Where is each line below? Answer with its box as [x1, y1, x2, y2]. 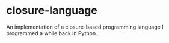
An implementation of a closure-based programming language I [6, 23, 164, 30]
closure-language [6, 4, 97, 17]
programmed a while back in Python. [6, 29, 97, 36]
